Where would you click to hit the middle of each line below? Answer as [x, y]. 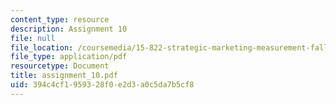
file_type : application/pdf [69, 57]
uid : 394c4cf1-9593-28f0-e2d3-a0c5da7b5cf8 [102, 85]
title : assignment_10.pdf [64, 76]
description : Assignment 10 [69, 29]
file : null [33, 38]
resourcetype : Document [60, 66]
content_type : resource [60, 19]
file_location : [42, 47]
